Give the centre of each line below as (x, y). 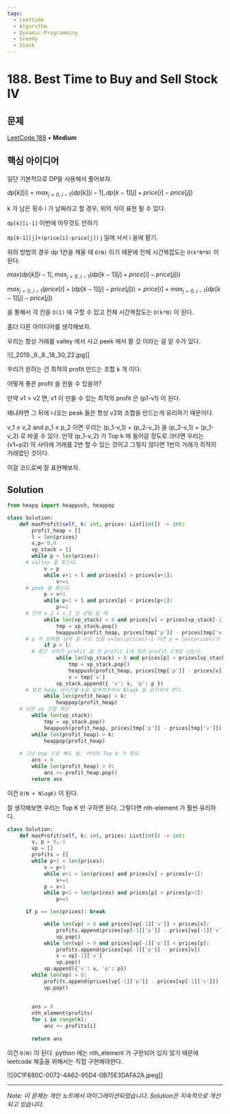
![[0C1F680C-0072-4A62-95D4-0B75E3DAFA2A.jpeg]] (85, 1075)
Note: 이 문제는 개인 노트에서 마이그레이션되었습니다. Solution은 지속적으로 (107, 1095)
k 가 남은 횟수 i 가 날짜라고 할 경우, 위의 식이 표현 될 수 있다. (87, 208)
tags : (15, 13)
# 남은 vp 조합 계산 (44, 709)
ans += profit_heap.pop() (80, 773)
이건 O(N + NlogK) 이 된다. (43, 793)
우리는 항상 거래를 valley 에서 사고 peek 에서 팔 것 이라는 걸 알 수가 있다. (104, 341)
